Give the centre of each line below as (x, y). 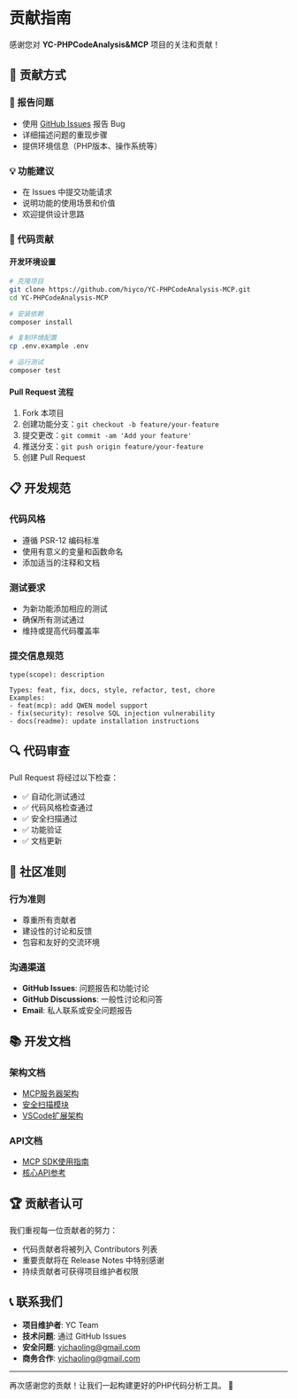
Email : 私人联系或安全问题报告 (77, 1011)
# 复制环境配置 (33, 338)
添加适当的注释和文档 (61, 562)
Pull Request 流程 (42, 392)
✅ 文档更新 (42, 841)
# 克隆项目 (27, 281)
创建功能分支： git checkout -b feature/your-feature (120, 424)
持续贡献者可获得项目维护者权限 (80, 1271)
